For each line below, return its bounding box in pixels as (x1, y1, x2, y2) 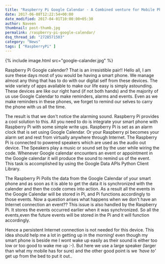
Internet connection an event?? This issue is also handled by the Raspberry (5, 201, 157, 207)
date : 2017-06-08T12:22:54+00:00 (5, 12, 74, 17)
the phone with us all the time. (5, 104, 66, 110)
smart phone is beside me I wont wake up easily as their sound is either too (5, 237, 158, 243)
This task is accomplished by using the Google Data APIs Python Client (5, 160, 149, 166)
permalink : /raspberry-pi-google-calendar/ (5, 30, 96, 35)
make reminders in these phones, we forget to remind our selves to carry (5, 98, 153, 104)
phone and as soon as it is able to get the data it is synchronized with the (5, 181, 153, 187)
